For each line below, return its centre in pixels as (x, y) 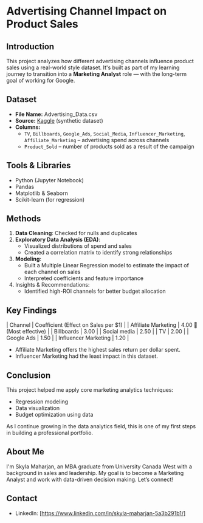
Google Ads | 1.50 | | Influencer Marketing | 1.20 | (68, 338)
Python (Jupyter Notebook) (49, 180)
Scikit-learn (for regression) (50, 199)
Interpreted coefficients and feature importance (84, 278)
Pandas (25, 186)
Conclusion (29, 375)
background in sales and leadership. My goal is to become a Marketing (95, 473)
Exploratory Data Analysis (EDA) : (57, 240)
